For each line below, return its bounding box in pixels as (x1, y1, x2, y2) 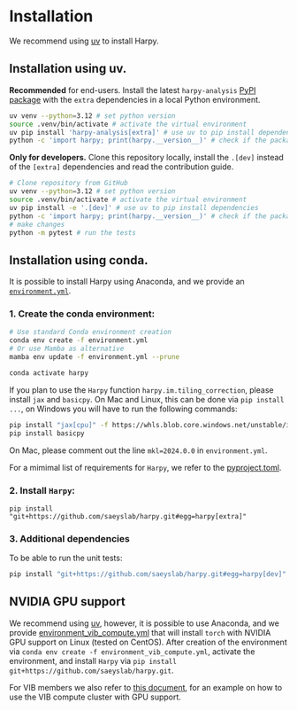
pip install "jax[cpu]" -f (9, 420, 109, 429)
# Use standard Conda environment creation (9, 328, 172, 337)
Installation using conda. (9, 253, 148, 268)
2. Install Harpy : (9, 484, 75, 496)
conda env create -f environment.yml (9, 336, 148, 345)
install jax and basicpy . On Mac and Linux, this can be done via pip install (9, 394, 285, 404)
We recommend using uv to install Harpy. (9, 35, 159, 46)
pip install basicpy (9, 428, 86, 438)
